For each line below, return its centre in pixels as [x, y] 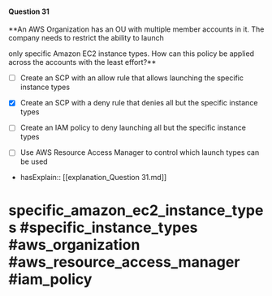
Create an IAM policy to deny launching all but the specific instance [133, 128]
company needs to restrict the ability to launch [86, 38]
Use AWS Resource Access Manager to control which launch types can [140, 152]
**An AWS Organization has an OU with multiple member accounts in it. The [136, 29]
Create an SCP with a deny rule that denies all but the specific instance [139, 103]
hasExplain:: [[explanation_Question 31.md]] [93, 178]
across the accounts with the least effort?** [82, 62]
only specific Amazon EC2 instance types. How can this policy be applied [131, 54]
